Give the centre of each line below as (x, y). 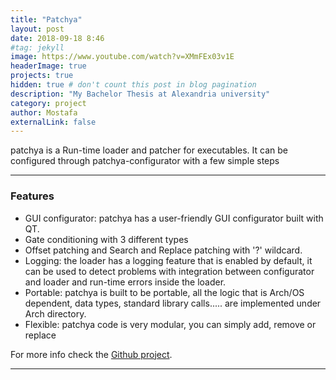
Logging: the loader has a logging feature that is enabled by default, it (168, 260)
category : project (48, 103)
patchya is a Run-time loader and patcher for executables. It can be (149, 150)
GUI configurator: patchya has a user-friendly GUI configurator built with (174, 218)
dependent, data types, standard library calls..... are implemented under (173, 303)
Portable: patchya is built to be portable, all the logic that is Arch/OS (164, 292)
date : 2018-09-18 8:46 (57, 38)
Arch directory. (55, 313)
